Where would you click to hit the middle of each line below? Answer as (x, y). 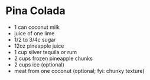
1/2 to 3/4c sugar (35, 39)
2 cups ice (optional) (39, 64)
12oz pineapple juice (39, 46)
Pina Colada (35, 11)
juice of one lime (34, 33)
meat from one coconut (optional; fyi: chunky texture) (79, 71)
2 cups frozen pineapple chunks (53, 58)
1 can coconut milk (37, 27)
